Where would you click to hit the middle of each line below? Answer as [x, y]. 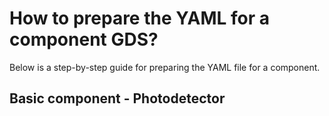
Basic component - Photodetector [117, 98]
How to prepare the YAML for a [139, 18]
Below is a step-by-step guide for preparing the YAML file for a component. [165, 67]
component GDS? [84, 39]
